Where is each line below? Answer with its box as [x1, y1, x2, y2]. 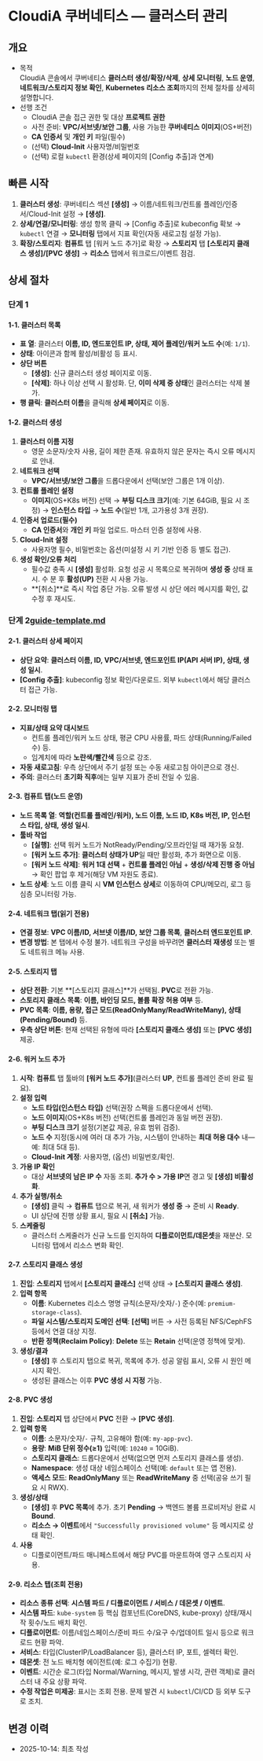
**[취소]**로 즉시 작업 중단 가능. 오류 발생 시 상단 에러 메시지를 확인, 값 [31, 583, 249, 594]
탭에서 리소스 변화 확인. [52, 1240, 124, 1250]
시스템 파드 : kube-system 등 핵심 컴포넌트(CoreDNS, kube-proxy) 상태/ [19, 1608, 239, 1618]
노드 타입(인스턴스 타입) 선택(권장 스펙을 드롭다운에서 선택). [31, 1102, 214, 1112]
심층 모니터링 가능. [19, 889, 77, 899]
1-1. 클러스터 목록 [8, 320, 61, 329]
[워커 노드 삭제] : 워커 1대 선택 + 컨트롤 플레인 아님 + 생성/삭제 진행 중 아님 [31, 860, 255, 869]
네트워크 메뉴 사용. [27, 947, 85, 957]
